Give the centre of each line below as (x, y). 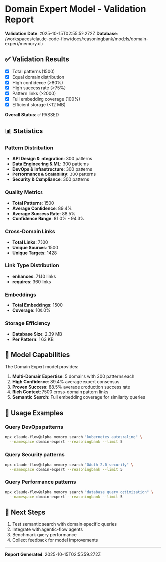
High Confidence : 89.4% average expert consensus (66, 382)
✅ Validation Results (37, 60)
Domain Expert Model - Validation (76, 9)
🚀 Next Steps (25, 512)
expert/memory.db (24, 43)
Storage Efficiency (28, 323)
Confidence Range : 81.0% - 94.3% (48, 219)
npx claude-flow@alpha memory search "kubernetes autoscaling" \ (74, 437)
